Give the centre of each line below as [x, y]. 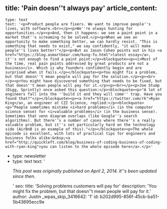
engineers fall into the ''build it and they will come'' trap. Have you [84, 94]
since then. [24, 176]
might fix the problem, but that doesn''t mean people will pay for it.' [81, 191]
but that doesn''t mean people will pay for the [57, 76]
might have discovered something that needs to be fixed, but [96, 81]
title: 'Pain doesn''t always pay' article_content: [81, 8]
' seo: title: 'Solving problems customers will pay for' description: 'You [84, 186]
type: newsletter [29, 156]
